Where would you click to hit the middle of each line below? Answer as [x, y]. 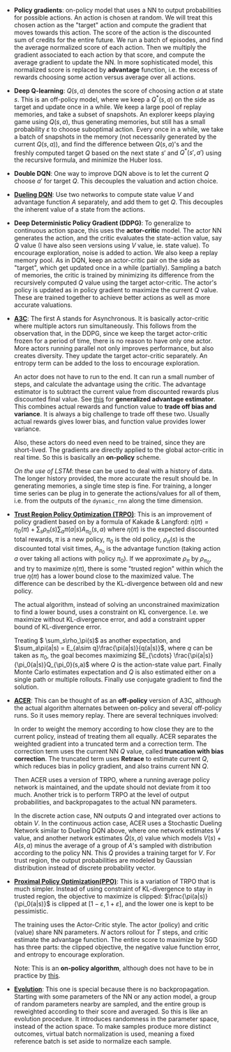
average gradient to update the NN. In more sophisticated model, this [113, 62]
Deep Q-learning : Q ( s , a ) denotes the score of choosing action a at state [118, 91]
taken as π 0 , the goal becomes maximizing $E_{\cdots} [93, 656]
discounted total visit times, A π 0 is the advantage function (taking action [117, 550]
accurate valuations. [43, 305]
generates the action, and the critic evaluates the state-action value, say [118, 238]
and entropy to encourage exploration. [69, 955]
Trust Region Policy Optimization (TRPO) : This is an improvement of [113, 514]
